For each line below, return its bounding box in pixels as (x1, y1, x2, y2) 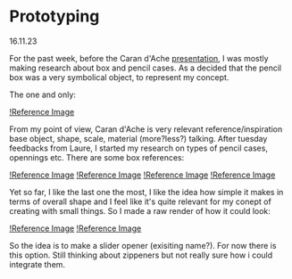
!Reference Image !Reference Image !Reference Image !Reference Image (9, 169, 276, 180)
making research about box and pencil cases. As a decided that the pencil (9, 62, 282, 73)
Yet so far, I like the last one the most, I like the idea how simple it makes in (9, 186, 284, 197)
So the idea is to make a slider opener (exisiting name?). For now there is (9, 240, 277, 250)
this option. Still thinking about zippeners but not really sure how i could (9, 250, 273, 260)
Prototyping (9, 6, 100, 27)
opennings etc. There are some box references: (9, 152, 185, 162)
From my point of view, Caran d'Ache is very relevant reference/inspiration (9, 123, 283, 135)
